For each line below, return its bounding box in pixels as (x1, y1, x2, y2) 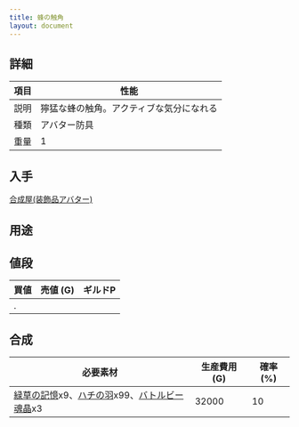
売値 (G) (40, 284, 75, 296)
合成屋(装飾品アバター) (9, 194, 93, 205)
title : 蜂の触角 (9, 12, 64, 22)
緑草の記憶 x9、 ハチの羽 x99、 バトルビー (13, 389, 184, 401)
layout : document (9, 21, 74, 30)
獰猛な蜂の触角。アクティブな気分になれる (40, 102, 218, 115)
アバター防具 (40, 119, 94, 132)
